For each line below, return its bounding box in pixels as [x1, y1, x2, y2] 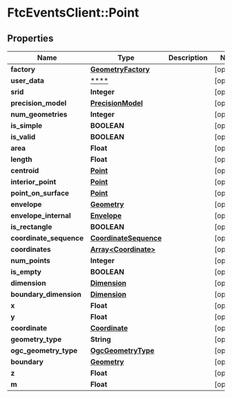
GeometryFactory [90, 64, 151, 74]
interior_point [10, 177, 57, 186]
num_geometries [10, 109, 68, 119]
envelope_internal [10, 211, 71, 220]
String [90, 334, 111, 344]
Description [168, 53, 209, 62]
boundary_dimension [10, 289, 81, 299]
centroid [10, 166, 39, 175]
